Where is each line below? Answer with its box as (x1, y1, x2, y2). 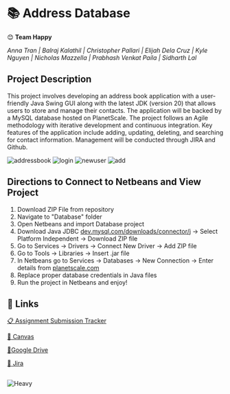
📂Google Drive (7, 346, 49, 354)
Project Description (7, 74, 92, 85)
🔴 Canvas (7, 333, 34, 341)
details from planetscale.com (16, 263, 100, 272)
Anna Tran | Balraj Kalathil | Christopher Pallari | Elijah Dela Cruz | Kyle (7, 46, 208, 54)
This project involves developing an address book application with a (7, 91, 199, 100)
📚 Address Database (7, 6, 130, 21)
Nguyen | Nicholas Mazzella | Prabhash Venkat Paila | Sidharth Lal (7, 53, 197, 62)
